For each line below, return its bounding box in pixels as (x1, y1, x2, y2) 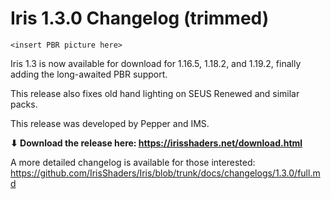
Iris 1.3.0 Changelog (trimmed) (10, 7, 270, 30)
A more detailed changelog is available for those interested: (10, 156, 256, 168)
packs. (10, 98, 38, 110)
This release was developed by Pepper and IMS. (10, 117, 210, 129)
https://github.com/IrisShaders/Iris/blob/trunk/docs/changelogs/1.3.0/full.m (10, 167, 321, 179)
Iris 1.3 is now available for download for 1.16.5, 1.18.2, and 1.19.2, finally (10, 57, 302, 69)
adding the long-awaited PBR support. (10, 68, 168, 80)
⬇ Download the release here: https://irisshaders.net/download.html (10, 137, 303, 149)
